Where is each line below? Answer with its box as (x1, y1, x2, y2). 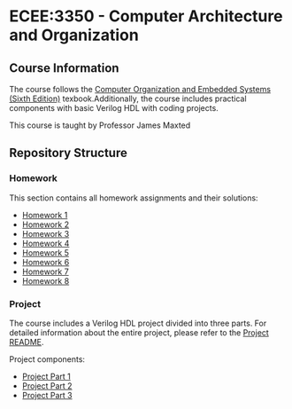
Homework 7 (21, 266, 69, 277)
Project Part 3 (21, 389, 73, 400)
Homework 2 (21, 219, 70, 230)
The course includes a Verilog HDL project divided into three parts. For (9, 318, 267, 328)
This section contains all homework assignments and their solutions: (9, 193, 258, 203)
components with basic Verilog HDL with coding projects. (9, 103, 219, 113)
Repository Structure (9, 146, 128, 161)
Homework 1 (21, 209, 68, 220)
